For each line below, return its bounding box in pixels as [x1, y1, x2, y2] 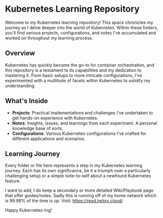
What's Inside [5, 97, 48, 105]
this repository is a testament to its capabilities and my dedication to [5, 67, 142, 73]
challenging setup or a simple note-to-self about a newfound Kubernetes [5, 173, 151, 179]
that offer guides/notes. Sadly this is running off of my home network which [5, 193, 157, 199]
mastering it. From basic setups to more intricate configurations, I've [5, 72, 142, 78]
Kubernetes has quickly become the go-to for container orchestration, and [5, 62, 154, 68]
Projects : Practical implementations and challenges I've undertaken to [12, 109, 153, 115]
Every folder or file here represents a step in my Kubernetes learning [5, 163, 143, 168]
